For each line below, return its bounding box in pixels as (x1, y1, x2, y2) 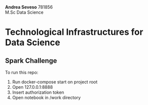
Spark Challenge (5, 56, 57, 65)
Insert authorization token (12, 89, 65, 95)
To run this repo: (5, 70, 38, 75)
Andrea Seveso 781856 (5, 4, 53, 10)
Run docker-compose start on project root (12, 79, 98, 85)
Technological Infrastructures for (5, 26, 144, 38)
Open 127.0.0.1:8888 (12, 84, 53, 90)
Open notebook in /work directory (12, 95, 81, 100)
